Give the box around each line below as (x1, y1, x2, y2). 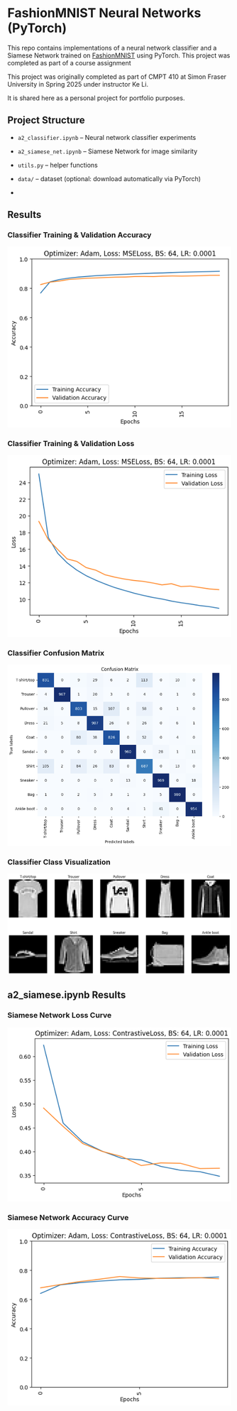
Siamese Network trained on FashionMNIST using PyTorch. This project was (7, 51, 231, 60)
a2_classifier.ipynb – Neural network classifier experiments (17, 133, 197, 141)
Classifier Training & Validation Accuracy (7, 230, 152, 240)
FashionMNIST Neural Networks (7, 5, 202, 21)
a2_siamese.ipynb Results (7, 989, 126, 1001)
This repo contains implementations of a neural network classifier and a (7, 43, 217, 52)
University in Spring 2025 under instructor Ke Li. (7, 80, 149, 88)
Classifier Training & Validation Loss (7, 438, 135, 448)
